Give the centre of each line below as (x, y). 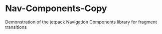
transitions (16, 27)
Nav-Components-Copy (56, 8)
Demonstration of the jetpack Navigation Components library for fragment (81, 22)
